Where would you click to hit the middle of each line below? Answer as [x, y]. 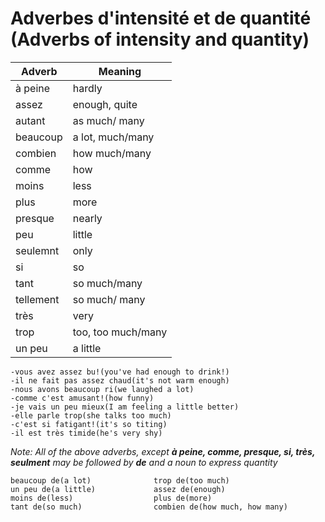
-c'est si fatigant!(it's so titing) [89, 424]
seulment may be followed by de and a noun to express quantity [144, 462]
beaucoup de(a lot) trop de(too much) [120, 480]
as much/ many [108, 120]
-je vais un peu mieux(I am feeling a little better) [125, 407]
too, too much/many [120, 332]
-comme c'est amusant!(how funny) [82, 398]
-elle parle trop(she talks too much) [91, 415]
